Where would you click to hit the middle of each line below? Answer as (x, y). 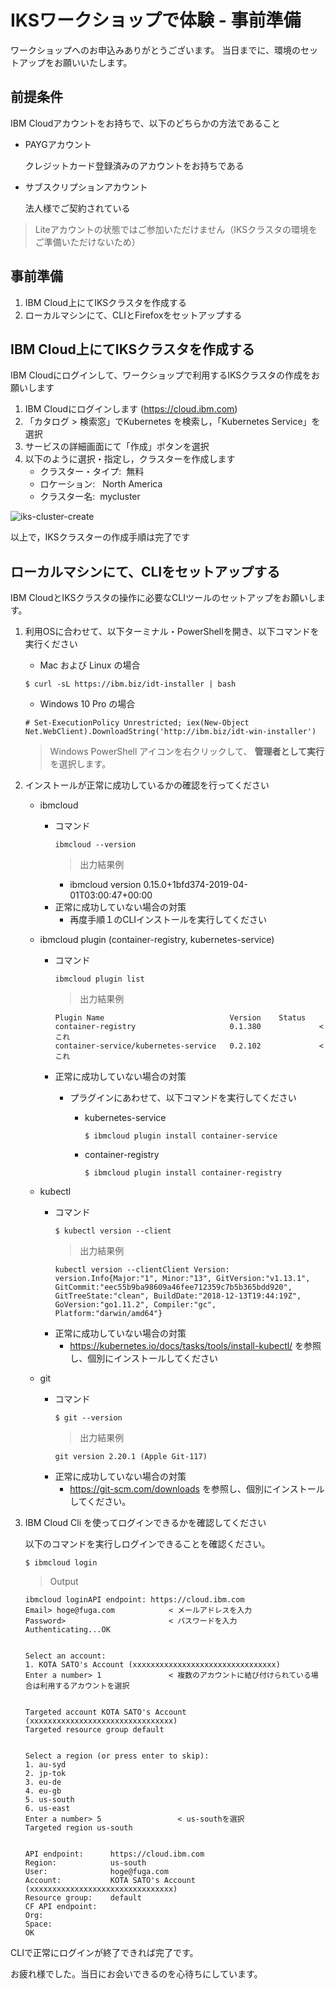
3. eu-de (43, 1782)
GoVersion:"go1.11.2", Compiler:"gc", (135, 1305)
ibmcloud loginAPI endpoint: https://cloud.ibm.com (134, 1600)
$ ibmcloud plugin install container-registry (183, 1173)
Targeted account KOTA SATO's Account (105, 1712)
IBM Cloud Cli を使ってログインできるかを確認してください (145, 1523)
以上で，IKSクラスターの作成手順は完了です (100, 537)
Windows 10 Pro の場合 (87, 704)
